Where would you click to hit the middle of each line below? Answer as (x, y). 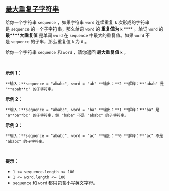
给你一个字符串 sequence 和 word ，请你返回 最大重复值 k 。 (67, 52)
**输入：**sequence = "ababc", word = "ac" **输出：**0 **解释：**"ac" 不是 (84, 136)
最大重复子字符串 (32, 9)
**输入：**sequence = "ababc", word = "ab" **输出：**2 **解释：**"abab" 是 (85, 84)
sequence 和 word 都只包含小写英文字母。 (55, 183)
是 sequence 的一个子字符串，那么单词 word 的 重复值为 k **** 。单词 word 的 (84, 29)
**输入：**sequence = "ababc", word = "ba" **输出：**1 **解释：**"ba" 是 (82, 110)
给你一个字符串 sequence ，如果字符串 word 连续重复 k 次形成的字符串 (77, 22)
